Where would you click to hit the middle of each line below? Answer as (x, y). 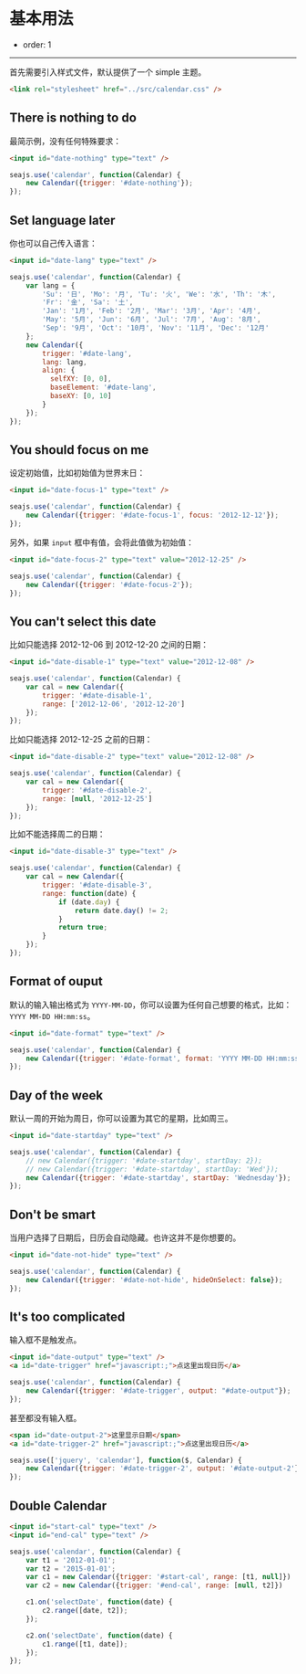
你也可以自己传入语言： (53, 243)
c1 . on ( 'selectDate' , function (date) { (99, 1602)
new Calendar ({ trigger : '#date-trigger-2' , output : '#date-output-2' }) (164, 1469)
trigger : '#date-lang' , (87, 353)
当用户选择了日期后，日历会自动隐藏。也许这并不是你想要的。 (125, 1237)
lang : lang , (65, 362)
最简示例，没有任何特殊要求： (65, 141)
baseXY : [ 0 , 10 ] (81, 396)
